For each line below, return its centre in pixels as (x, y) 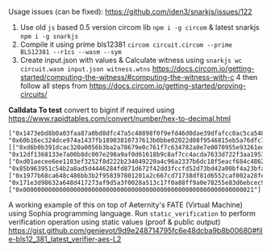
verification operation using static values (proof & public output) (115, 222)
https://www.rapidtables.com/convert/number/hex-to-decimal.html (120, 119)
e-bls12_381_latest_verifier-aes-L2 (65, 239)
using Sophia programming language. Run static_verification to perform (132, 213)
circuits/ (33, 94)
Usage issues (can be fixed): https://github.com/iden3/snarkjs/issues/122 (130, 12)
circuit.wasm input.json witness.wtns (85, 69)
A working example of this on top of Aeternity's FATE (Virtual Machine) (126, 205)
